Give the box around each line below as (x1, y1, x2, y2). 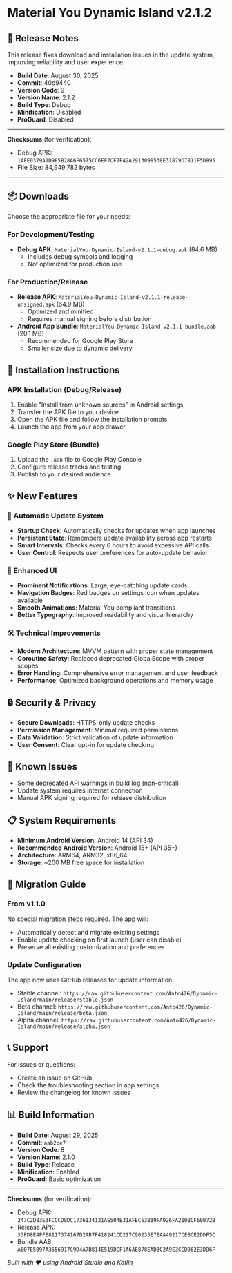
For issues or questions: (7, 1060, 76, 1068)
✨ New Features (7, 490, 78, 502)
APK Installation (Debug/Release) (7, 385, 122, 394)
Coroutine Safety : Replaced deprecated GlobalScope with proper (17, 654, 205, 662)
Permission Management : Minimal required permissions (17, 726, 179, 735)
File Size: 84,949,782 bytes (17, 164, 95, 171)
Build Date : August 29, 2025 (17, 1131, 99, 1139)
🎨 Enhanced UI (7, 566, 57, 575)
